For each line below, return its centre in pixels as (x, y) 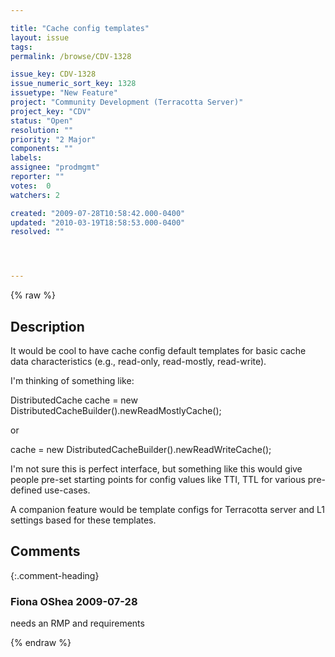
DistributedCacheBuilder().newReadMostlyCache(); (116, 410)
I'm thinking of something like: (72, 380)
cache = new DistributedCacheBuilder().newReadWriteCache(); (141, 449)
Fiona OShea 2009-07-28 (74, 601)
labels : (26, 158)
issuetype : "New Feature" (64, 93)
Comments (45, 551)
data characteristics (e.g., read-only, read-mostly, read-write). (138, 361)
